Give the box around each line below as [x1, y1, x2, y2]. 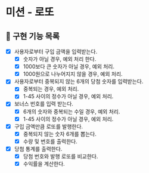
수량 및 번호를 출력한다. [23, 138, 78, 145]
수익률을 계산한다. [23, 160, 65, 167]
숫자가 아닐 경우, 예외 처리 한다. [23, 55, 97, 63]
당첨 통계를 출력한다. [14, 145, 63, 152]
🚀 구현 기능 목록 [5, 31, 60, 41]
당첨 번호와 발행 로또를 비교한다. [23, 153, 98, 160]
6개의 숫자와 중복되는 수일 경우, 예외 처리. [23, 108, 120, 115]
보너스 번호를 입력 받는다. [14, 100, 74, 107]
